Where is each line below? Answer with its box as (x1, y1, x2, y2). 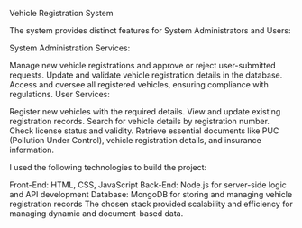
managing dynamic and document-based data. (9, 208, 184, 219)
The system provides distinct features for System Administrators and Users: (9, 25, 291, 35)
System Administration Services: (9, 42, 131, 53)
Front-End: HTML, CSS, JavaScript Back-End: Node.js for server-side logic (9, 179, 287, 190)
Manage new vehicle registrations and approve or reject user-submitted (9, 60, 277, 70)
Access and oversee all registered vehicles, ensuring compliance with (9, 79, 269, 89)
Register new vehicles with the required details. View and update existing (9, 106, 281, 116)
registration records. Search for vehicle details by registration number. (9, 116, 270, 126)
